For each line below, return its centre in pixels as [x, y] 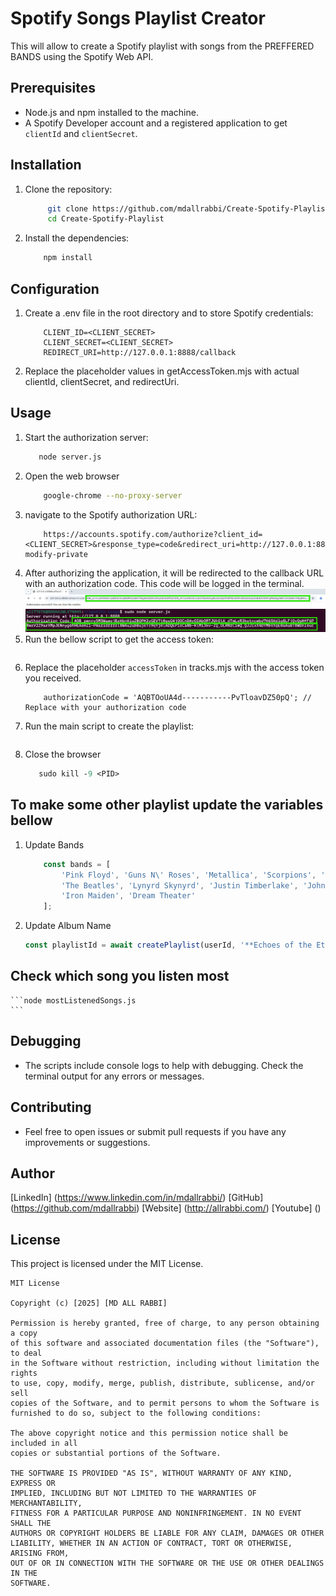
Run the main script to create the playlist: [109, 726]
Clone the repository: [68, 189]
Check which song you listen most [120, 976]
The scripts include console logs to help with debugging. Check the [164, 1065]
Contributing [51, 1107]
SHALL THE [31, 1523]
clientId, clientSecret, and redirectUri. [102, 381]
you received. [53, 678]
